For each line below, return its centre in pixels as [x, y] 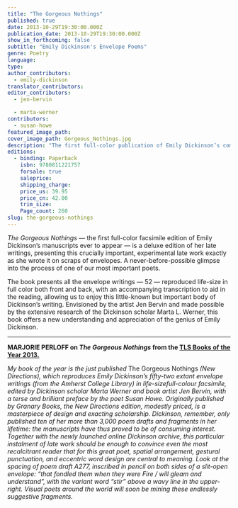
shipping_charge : [46, 185]
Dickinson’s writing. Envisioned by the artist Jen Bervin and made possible [116, 304]
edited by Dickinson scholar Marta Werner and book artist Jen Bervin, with [117, 391]
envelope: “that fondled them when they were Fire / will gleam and [104, 474]
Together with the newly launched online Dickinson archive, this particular [116, 436]
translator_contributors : [45, 86]
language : [22, 60]
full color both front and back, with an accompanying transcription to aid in [117, 289]
